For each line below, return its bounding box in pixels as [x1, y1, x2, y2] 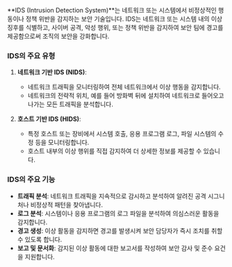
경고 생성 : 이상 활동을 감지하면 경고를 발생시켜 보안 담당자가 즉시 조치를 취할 [17, 226, 223, 234]
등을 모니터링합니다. [35, 138, 90, 147]
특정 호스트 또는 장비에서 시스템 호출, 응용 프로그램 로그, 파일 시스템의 [27, 130, 217, 138]
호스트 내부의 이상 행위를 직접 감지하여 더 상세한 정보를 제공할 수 [27, 147, 202, 155]
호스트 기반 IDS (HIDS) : [17, 115, 81, 123]
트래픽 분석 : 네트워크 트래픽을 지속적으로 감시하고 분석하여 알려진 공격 [17, 191, 206, 200]
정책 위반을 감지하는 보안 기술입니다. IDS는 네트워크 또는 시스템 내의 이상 [25, 15, 223, 23]
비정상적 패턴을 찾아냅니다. [30, 200, 103, 209]
